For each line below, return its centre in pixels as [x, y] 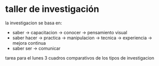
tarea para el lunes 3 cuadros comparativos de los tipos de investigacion [80, 58]
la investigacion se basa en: [34, 23]
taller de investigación [52, 9]
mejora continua [29, 43]
